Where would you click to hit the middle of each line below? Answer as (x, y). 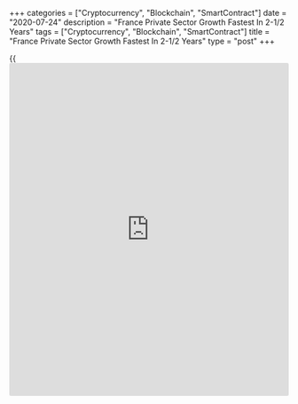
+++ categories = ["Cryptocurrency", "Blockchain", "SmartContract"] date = (148, 13)
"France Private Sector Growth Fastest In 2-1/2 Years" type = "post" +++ (142, 41)
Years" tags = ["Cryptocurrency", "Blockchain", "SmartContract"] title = (140, 32)
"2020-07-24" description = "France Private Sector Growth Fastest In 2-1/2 (147, 22)
